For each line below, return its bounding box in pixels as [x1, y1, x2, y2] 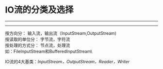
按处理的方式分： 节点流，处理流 [5, 42, 70, 48]
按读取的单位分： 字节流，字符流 [5, 36, 70, 42]
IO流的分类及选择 [5, 4, 74, 15]
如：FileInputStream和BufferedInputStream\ [5, 48, 93, 54]
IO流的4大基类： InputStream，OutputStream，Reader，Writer [5, 58, 130, 64]
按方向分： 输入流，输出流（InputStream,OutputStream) [5, 30, 116, 36]
